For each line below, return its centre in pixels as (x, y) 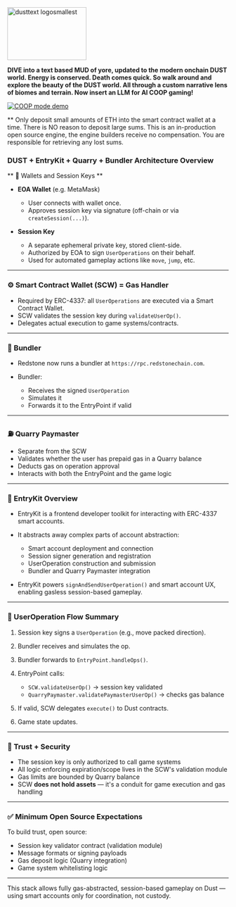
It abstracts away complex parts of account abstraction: (98, 535)
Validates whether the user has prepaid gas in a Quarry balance (110, 459)
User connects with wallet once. (74, 203)
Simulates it (45, 398)
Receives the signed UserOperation (79, 390)
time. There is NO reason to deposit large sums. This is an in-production (112, 127)
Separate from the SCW (52, 451)
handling (30, 792)
